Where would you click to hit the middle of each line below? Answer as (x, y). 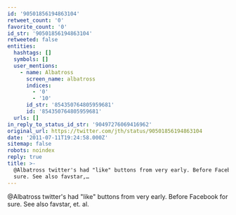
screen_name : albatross (61, 79)
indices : (39, 85)
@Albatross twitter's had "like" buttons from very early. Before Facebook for (118, 196)
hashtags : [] (33, 53)
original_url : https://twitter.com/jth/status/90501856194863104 (105, 131)
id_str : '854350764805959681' (70, 105)
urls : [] (26, 118)
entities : (22, 46)
